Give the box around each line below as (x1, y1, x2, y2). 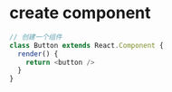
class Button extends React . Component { (9, 41, 165, 50)
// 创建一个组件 (9, 32, 62, 41)
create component (9, 3, 151, 23)
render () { (17, 49, 59, 59)
